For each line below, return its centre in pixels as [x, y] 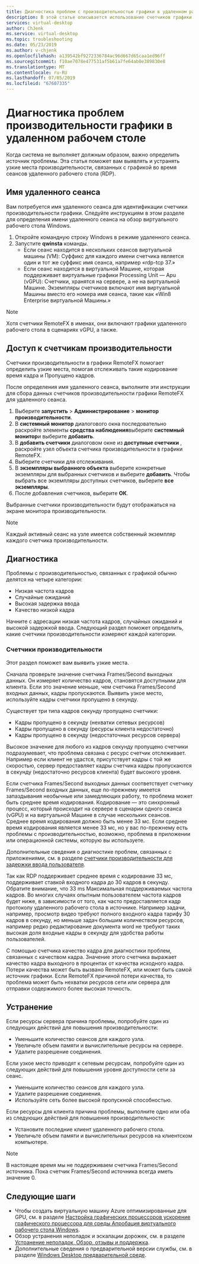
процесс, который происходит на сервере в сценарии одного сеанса [94, 809]
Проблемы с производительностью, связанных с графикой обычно [92, 573]
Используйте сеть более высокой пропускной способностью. [93, 1100]
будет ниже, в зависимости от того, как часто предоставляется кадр [94, 901]
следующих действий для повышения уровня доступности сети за [91, 1070]
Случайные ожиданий [43, 598]
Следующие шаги [41, 1197]
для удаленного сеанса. [36, 400]
